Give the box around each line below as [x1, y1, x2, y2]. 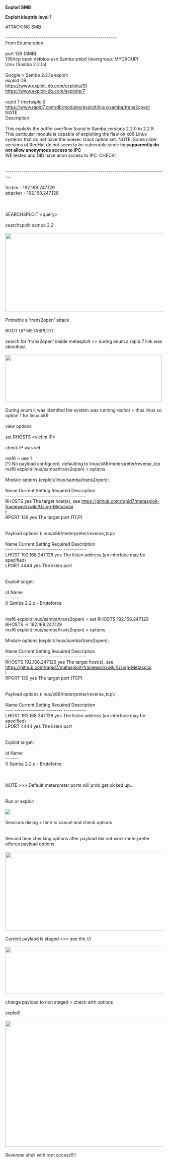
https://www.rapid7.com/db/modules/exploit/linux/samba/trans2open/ [5, 104, 150, 110]
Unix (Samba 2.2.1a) [5, 62, 47, 67]
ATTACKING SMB [5, 24, 41, 30]
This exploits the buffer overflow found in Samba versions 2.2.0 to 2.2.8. [5, 126, 155, 132]
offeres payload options [5, 841, 55, 847]
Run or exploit [5, 798, 34, 804]
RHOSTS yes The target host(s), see [5, 498, 80, 504]
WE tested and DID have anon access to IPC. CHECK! [5, 152, 116, 158]
